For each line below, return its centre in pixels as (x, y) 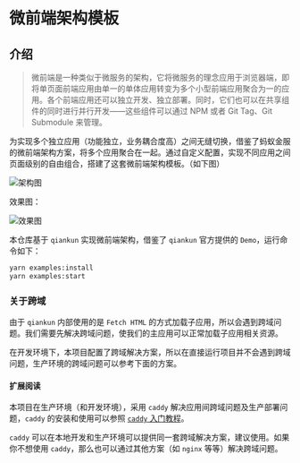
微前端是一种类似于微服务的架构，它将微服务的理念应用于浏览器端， (156, 77)
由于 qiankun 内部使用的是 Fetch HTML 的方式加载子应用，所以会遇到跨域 (142, 322)
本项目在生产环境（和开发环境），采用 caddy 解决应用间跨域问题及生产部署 (145, 407)
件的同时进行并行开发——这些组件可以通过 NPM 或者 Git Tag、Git (151, 111)
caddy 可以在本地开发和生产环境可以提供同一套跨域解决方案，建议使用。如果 (150, 437)
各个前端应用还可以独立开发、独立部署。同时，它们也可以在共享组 (168, 100)
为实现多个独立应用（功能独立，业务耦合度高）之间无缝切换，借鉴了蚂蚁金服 (150, 141)
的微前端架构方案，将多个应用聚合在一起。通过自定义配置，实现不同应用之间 (150, 152)
